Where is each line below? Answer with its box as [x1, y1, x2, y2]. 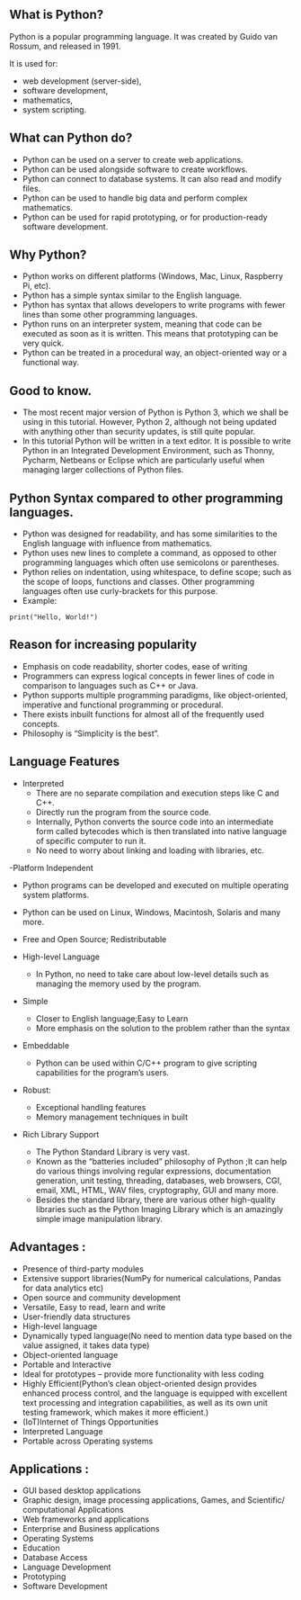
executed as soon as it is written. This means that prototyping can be [22, 328, 279, 339]
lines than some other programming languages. [22, 310, 198, 320]
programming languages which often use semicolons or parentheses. [22, 557, 280, 568]
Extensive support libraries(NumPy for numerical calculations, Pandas [22, 1272, 281, 1283]
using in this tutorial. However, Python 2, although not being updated [22, 417, 277, 427]
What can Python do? [9, 130, 133, 146]
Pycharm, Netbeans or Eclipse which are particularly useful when [22, 454, 265, 466]
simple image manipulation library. [35, 1213, 164, 1224]
